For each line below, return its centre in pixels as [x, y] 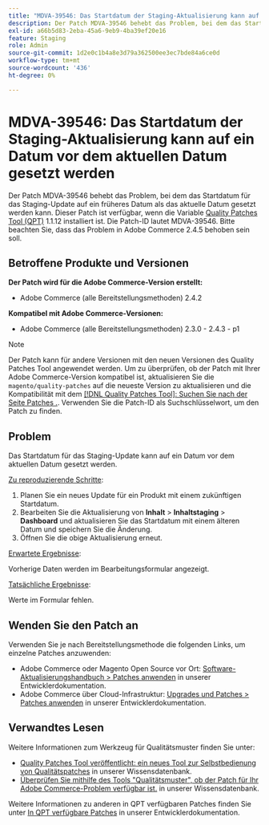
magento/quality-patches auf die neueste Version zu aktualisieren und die [130, 386]
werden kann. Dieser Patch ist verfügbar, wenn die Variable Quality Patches [133, 212]
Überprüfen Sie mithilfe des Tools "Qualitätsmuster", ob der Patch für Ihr [139, 779]
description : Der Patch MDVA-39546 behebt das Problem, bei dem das [125, 23]
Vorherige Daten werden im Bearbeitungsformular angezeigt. [109, 569]
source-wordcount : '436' [50, 68]
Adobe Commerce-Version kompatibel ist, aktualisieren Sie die [111, 377]
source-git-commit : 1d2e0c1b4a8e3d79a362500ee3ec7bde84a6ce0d [114, 53]
